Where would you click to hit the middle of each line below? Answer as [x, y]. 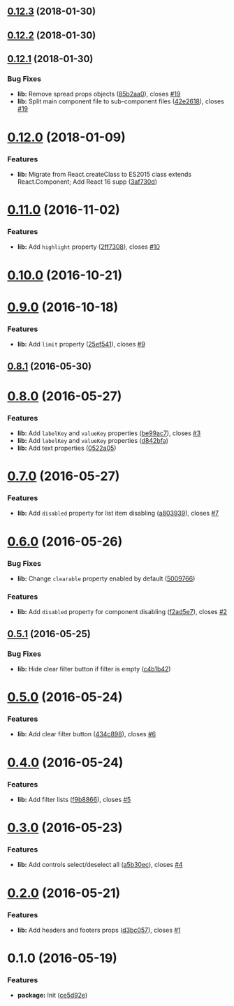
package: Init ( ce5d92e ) [52, 996]
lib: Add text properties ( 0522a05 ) [67, 448]
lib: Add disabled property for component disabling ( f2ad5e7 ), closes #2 [122, 612]
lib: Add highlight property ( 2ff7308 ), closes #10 [89, 247]
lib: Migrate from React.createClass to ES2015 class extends [104, 174]
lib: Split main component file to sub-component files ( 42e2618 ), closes [121, 101]
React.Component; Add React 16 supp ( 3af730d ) [87, 182]
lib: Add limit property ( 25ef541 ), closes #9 [81, 344]
